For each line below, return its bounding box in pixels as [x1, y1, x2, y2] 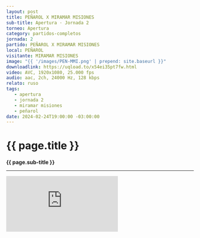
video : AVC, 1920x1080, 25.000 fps [6, 69, 95, 75]
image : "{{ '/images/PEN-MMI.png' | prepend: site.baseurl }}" [6, 58, 167, 64]
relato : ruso [6, 81, 39, 87]
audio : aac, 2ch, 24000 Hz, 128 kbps [6, 75, 100, 81]
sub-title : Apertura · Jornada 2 [6, 20, 89, 26]
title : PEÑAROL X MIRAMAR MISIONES [6, 14, 95, 20]
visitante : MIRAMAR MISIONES [6, 53, 79, 59]
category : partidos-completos [6, 31, 82, 37]
